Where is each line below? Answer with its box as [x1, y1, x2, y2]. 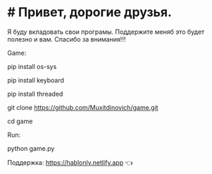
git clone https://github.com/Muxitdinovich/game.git [7, 103, 158, 111]
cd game [7, 117, 33, 125]
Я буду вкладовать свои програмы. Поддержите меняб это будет [7, 27, 205, 36]
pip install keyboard [7, 75, 65, 85]
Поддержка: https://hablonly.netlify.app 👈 [7, 158, 133, 166]
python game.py [7, 144, 55, 152]
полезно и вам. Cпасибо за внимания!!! [7, 35, 126, 43]
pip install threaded [7, 89, 63, 98]
